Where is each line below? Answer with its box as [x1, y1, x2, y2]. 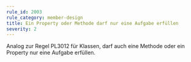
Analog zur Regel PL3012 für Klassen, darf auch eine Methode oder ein [6, 43, 185, 50]
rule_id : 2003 [6, 9, 43, 15]
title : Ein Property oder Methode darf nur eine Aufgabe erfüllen [6, 20, 179, 26]
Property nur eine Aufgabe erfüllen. [6, 49, 96, 57]
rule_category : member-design [6, 15, 84, 21]
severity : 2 [6, 26, 37, 32]
